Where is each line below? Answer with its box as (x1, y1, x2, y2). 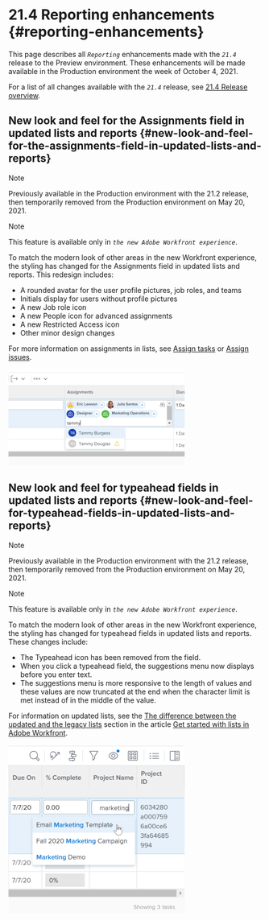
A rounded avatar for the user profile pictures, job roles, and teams (19, 285, 242, 295)
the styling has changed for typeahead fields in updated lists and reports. (8, 628, 252, 637)
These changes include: (8, 637, 89, 646)
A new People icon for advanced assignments (19, 311, 173, 320)
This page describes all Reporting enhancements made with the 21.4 (8, 49, 237, 59)
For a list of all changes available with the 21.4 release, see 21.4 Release (8, 82, 248, 92)
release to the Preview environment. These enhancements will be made (8, 58, 246, 68)
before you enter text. (19, 670, 93, 679)
